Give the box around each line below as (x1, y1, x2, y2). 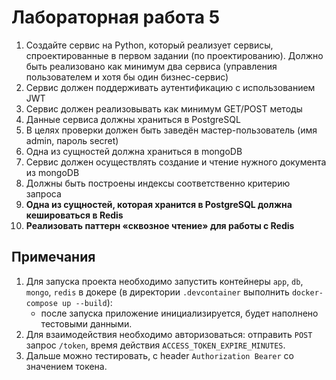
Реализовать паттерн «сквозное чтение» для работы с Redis (25, 219, 295, 231)
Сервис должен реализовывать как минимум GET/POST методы (25, 102, 303, 115)
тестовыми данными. (40, 317, 133, 330)
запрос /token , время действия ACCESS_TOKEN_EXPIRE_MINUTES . (25, 339, 286, 351)
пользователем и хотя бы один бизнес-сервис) (25, 71, 229, 83)
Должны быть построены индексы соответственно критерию (25, 177, 291, 189)
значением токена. (25, 360, 108, 372)
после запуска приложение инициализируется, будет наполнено (40, 307, 319, 319)
